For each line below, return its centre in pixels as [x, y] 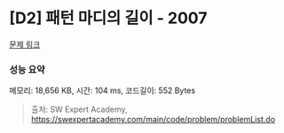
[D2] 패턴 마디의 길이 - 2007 [108, 18]
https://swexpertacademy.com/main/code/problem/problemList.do [153, 120]
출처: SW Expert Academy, [79, 110]
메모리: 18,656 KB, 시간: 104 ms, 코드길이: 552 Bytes [103, 90]
